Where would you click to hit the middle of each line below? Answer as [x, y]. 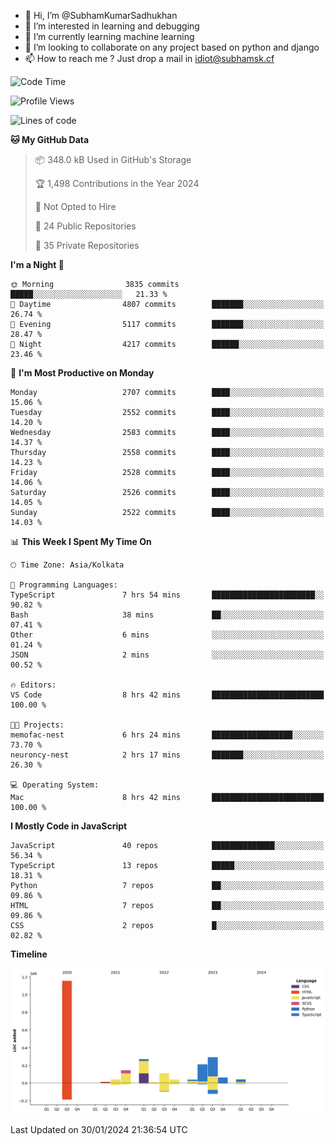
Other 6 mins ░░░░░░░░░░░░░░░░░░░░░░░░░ [167, 635]
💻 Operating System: [55, 785]
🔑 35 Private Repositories [87, 245]
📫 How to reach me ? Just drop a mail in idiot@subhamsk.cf [149, 58]
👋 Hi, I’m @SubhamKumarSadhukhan [101, 15]
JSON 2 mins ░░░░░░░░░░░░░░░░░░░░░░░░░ [167, 655]
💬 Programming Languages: [64, 585]
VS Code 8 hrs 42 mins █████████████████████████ [167, 695]
